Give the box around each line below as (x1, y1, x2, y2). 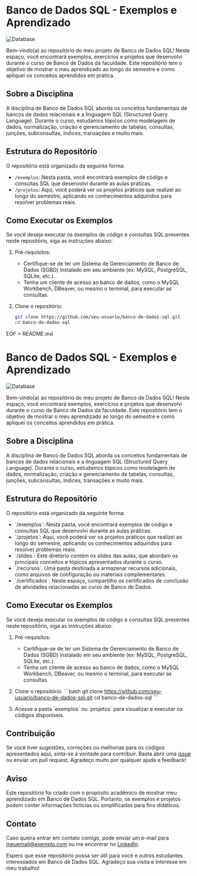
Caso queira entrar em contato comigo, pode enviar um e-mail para (6, 834, 169, 841)
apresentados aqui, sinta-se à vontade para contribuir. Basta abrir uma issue (6, 750, 191, 757)
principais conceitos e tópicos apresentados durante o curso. (14, 558, 163, 565)
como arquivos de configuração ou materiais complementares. (14, 571, 167, 578)
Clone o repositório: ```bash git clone (14, 687, 103, 694)
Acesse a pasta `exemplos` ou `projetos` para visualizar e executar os (14, 705, 183, 712)
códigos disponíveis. (14, 711, 65, 718)
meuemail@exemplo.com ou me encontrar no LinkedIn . (6, 840, 140, 847)
